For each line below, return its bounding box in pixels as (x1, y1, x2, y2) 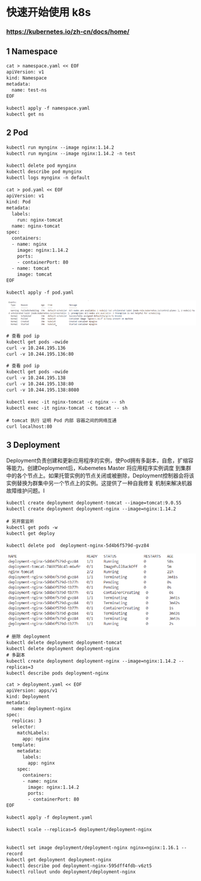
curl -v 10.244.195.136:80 (6, 351, 74, 357)
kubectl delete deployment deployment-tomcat (6, 639, 122, 645)
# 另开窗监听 (6, 518, 34, 524)
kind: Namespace (6, 75, 47, 81)
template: (11, 741, 36, 748)
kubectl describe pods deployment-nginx (6, 670, 110, 676)
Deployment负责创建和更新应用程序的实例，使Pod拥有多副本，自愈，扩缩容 (6, 457, 194, 464)
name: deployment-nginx (11, 705, 71, 712)
